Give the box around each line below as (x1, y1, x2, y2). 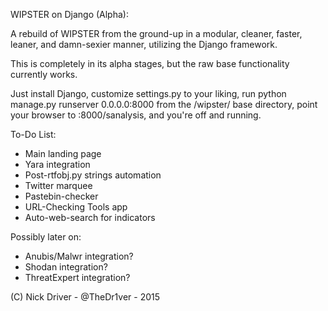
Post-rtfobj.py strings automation (24, 169, 162, 181)
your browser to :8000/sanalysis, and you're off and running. (10, 109, 262, 121)
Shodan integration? (24, 261, 108, 273)
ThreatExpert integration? (24, 272, 131, 283)
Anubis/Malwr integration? (24, 250, 134, 262)
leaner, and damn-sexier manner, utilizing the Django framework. (10, 39, 278, 50)
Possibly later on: (10, 231, 82, 243)
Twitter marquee (24, 180, 93, 191)
